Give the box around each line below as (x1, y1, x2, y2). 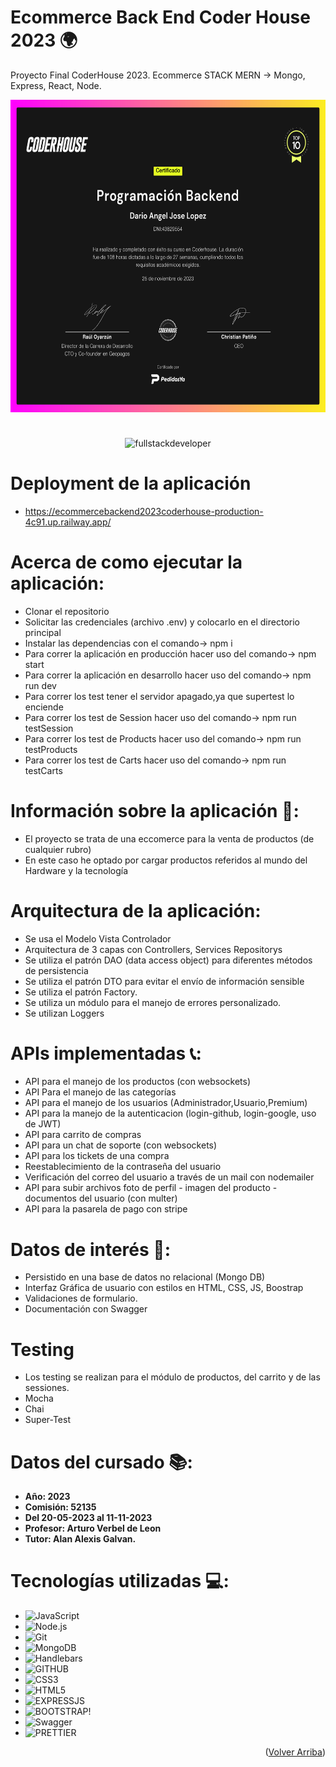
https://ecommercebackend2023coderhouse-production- (24, 505, 264, 517)
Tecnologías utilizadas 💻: (10, 1570, 230, 1593)
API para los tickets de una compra (24, 1150, 170, 1162)
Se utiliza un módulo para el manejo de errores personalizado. (24, 996, 282, 1008)
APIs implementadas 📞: (10, 1042, 202, 1065)
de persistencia (24, 964, 89, 976)
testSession (24, 722, 74, 734)
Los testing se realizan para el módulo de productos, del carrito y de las (24, 1371, 321, 1383)
